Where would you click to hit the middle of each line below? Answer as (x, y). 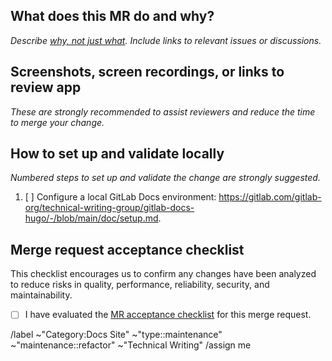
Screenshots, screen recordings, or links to (147, 72)
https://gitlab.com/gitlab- (270, 197)
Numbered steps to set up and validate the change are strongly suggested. (165, 178)
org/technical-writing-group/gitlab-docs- (109, 208)
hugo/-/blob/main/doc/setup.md (91, 218)
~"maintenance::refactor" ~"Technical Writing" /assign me (131, 345)
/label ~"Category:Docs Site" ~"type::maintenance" (116, 335)
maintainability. (41, 295)
